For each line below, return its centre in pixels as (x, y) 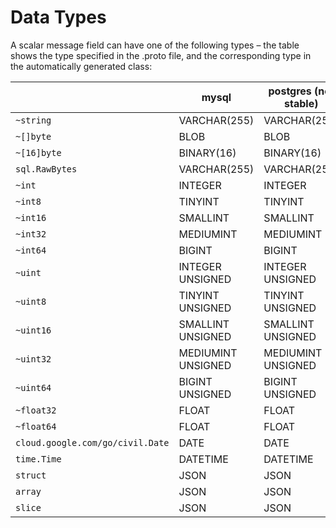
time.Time (38, 459)
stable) (301, 103)
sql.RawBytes (46, 169)
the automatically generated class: (81, 66)
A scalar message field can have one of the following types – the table (155, 45)
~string (33, 120)
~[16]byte (38, 152)
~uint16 (33, 330)
